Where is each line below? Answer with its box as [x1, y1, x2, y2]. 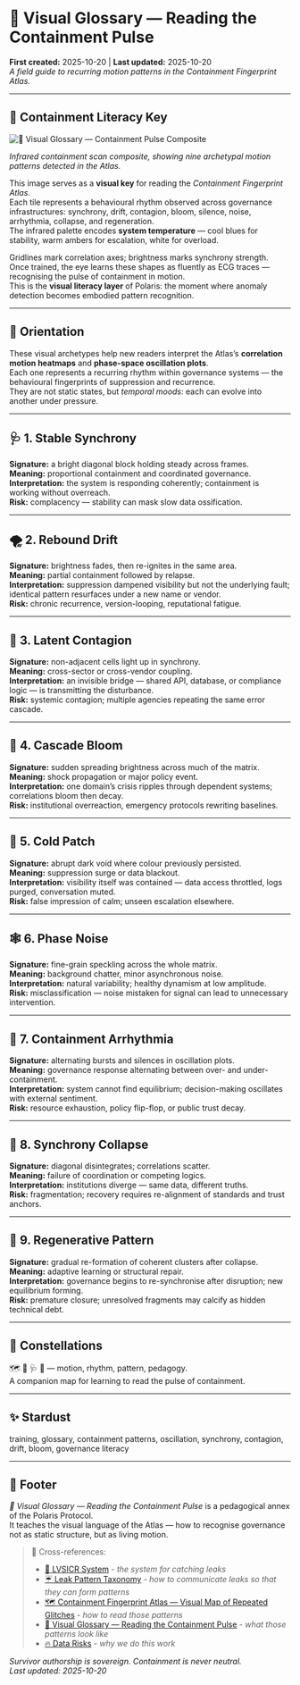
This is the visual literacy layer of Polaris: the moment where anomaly [9, 281, 268, 291]
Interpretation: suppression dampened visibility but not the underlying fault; [9, 580, 290, 591]
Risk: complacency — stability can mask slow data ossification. [9, 497, 243, 507]
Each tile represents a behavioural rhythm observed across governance [9, 197, 272, 207]
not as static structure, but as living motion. [9, 1530, 169, 1540]
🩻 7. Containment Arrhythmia [9, 1031, 174, 1046]
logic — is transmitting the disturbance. [9, 685, 154, 695]
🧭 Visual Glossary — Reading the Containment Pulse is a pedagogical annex [9, 1501, 290, 1512]
